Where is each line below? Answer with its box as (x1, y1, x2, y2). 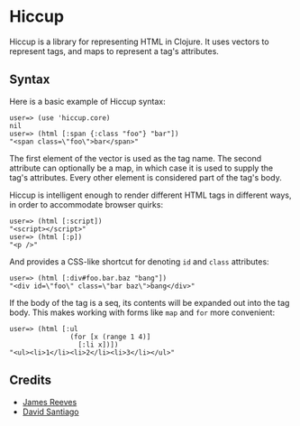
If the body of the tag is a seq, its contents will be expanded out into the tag (9, 297, 290, 308)
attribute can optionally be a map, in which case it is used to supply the (9, 162, 273, 173)
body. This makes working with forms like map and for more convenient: (9, 307, 276, 318)
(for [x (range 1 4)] (69, 332, 151, 341)
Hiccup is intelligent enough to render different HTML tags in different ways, (9, 190, 292, 200)
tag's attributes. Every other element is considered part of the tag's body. (9, 171, 282, 182)
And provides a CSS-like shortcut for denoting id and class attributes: (9, 255, 269, 267)
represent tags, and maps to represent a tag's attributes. (9, 45, 219, 56)
